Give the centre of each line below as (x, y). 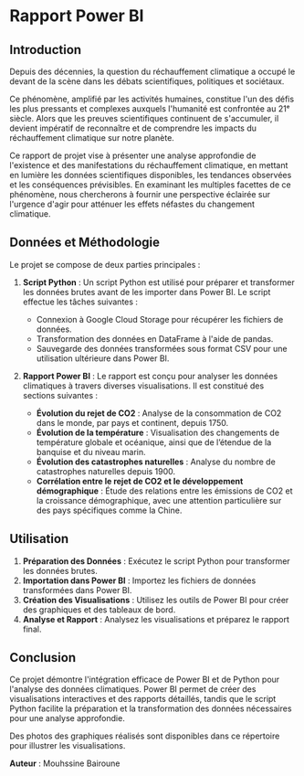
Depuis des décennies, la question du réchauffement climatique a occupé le (152, 71)
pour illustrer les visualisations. (68, 746)
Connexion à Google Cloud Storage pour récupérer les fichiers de (160, 319)
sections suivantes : (60, 395)
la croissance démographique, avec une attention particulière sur (159, 500)
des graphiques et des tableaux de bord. (99, 610)
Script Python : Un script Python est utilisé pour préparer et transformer (158, 282)
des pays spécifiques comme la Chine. (109, 510)
